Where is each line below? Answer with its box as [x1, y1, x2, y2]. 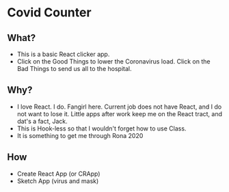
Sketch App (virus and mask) [16, 176, 99, 185]
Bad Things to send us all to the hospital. [16, 65, 132, 72]
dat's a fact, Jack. [16, 117, 68, 125]
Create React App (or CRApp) [16, 169, 100, 178]
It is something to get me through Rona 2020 [16, 131, 144, 139]
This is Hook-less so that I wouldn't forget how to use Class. [16, 124, 187, 133]
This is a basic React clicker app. [16, 50, 110, 58]
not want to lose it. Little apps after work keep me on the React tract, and [16, 109, 223, 118]
